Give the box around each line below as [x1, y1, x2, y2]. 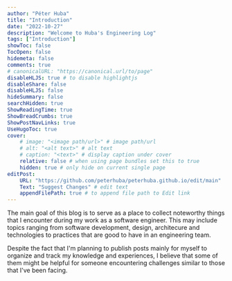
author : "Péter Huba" [7, 10, 70, 17]
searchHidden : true [7, 100, 64, 107]
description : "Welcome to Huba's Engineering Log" [7, 29, 157, 37]
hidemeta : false [7, 55, 54, 62]
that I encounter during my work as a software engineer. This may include [7, 216, 218, 224]
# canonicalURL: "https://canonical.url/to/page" [7, 68, 154, 75]
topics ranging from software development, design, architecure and [7, 224, 200, 232]
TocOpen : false [7, 49, 51, 56]
